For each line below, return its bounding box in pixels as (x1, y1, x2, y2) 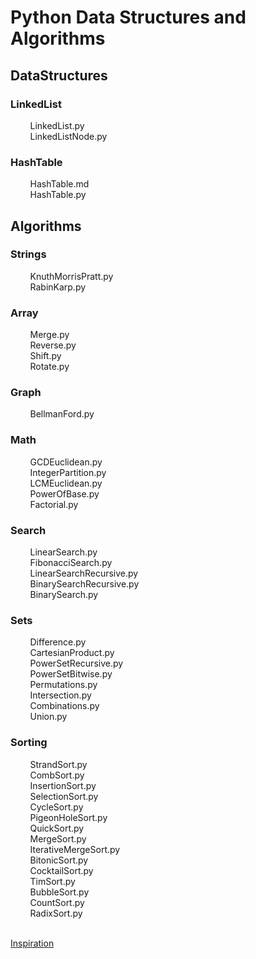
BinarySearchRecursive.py (29, 578, 140, 590)
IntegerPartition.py (29, 466, 107, 478)
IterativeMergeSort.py (29, 843, 121, 855)
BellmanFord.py (29, 408, 95, 420)
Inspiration (10, 937, 55, 949)
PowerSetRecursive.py (29, 657, 124, 670)
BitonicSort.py (29, 854, 89, 866)
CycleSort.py (29, 801, 84, 813)
